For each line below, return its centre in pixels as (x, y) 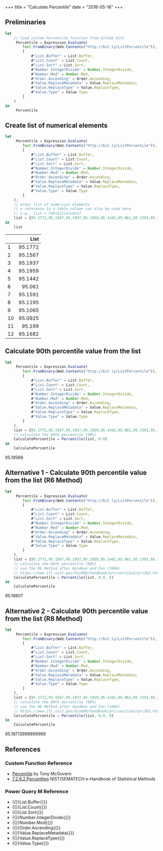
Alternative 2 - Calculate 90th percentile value (77, 611)
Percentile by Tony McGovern (42, 773)
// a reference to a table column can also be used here (73, 209)
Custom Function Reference (39, 763)
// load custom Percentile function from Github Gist (69, 38)
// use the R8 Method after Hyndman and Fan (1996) (67, 707)
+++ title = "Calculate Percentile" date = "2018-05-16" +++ (64, 7)
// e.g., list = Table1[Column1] (48, 213)
